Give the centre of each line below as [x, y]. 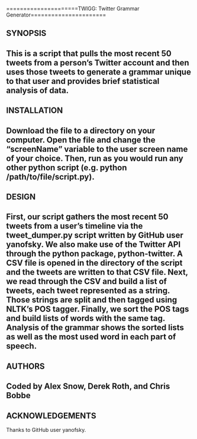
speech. [22, 346]
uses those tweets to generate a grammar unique [98, 72]
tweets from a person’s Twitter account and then [98, 62]
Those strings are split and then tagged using [92, 300]
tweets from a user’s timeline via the [75, 226]
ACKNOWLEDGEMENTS [51, 416]
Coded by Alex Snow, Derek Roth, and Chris [88, 386]
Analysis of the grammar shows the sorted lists [95, 328]
